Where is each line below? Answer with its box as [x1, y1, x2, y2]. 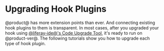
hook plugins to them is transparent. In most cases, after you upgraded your [5, 25, 159, 30]
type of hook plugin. [5, 40, 46, 46]
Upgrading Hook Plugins [5, 3, 107, 15]
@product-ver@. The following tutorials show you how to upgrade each [5, 35, 150, 41]
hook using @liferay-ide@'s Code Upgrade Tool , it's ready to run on [5, 30, 142, 36]
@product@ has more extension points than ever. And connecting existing [5, 20, 156, 25]
